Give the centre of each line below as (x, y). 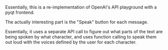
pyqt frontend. (20, 12)
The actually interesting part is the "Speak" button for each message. (77, 22)
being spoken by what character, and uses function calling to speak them (81, 37)
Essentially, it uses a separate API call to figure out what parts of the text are (84, 31)
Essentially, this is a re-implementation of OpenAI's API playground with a (81, 7)
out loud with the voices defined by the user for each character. (71, 42)
